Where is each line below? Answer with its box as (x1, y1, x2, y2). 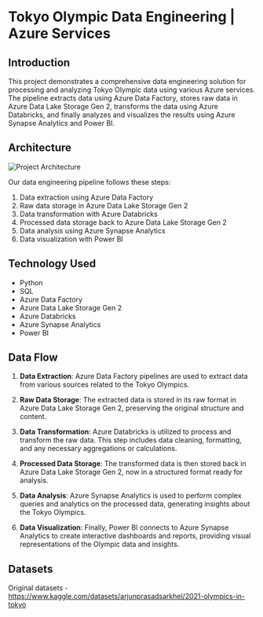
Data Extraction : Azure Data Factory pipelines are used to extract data (19, 372, 249, 381)
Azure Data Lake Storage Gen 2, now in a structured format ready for (19, 468, 243, 477)
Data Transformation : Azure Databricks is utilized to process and (19, 427, 232, 436)
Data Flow (8, 351, 58, 365)
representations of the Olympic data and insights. (19, 539, 180, 549)
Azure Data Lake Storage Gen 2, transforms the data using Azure (8, 102, 218, 111)
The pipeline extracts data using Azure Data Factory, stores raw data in (8, 94, 238, 102)
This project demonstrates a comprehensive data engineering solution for (8, 77, 247, 86)
